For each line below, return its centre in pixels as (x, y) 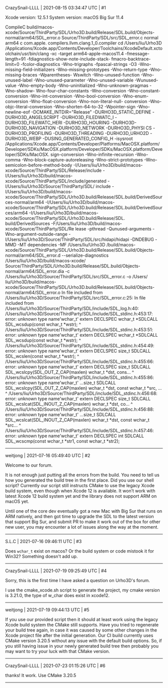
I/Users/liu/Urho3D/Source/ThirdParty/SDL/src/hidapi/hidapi (67, 239)
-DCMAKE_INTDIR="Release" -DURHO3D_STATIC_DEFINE (91, 112)
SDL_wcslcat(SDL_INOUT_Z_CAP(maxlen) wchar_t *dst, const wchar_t (77, 420)
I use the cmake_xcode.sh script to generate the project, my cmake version (82, 590)
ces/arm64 (16, 213)
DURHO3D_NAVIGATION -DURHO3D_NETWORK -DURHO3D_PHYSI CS (78, 128)
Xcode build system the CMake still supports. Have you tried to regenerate (82, 625)
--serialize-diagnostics (85, 255)
